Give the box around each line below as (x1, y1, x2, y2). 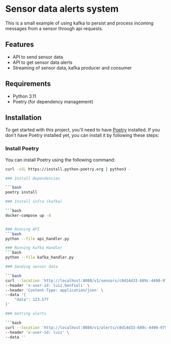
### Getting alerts (5, 311, 47, 316)
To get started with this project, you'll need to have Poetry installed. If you (5, 127, 160, 133)
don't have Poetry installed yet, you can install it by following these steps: (5, 132, 159, 139)
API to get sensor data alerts (12, 59, 73, 65)
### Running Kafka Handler (5, 245, 63, 250)
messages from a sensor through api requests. (5, 25, 103, 31)
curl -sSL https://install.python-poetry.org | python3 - (5, 167, 131, 172)
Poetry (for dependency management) (12, 98, 94, 105)
